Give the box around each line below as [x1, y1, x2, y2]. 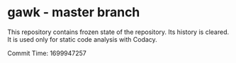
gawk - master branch [7, 4, 140, 21]
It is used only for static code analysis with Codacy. [7, 35, 157, 43]
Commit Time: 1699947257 [7, 49, 87, 57]
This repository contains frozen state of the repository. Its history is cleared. [7, 28, 229, 36]
